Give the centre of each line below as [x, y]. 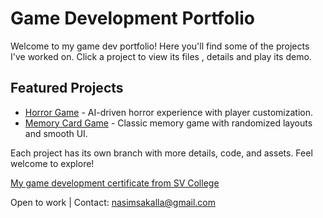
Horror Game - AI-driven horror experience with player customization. [168, 112]
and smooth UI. [56, 133]
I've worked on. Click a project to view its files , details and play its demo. [161, 56]
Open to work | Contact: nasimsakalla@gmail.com [113, 202]
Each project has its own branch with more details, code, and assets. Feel [161, 153]
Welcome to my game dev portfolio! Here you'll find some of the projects [160, 46]
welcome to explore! [52, 163]
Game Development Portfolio [132, 18]
